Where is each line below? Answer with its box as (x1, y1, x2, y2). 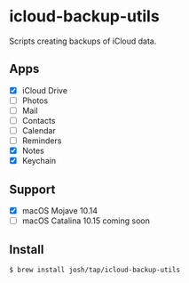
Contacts (21, 115, 56, 125)
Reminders (21, 135, 62, 146)
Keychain (21, 156, 56, 166)
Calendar (21, 125, 56, 135)
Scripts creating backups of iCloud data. (9, 36, 157, 46)
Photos (21, 95, 49, 106)
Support (9, 182, 56, 197)
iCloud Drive (21, 85, 68, 95)
